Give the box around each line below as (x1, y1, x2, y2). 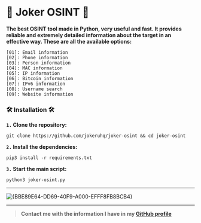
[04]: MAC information (6, 65, 63, 71)
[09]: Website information (6, 91, 74, 97)
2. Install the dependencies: (6, 143, 78, 151)
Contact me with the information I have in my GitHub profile (20, 210, 172, 218)
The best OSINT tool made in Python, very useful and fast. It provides (6, 25, 182, 32)
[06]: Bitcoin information (6, 75, 74, 81)
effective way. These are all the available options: (6, 38, 132, 45)
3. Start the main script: (6, 166, 67, 173)
